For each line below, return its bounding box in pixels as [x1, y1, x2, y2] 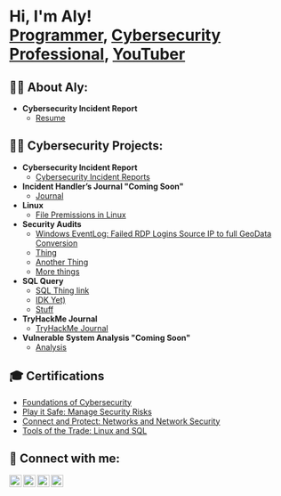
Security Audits [21, 218, 82, 229]
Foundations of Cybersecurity [21, 396, 132, 407]
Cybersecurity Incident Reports [35, 171, 151, 182]
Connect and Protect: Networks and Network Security [21, 416, 221, 427]
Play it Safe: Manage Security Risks [21, 406, 153, 417]
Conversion [35, 238, 78, 248]
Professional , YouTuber [9, 45, 186, 64]
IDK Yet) [35, 294, 67, 305]
